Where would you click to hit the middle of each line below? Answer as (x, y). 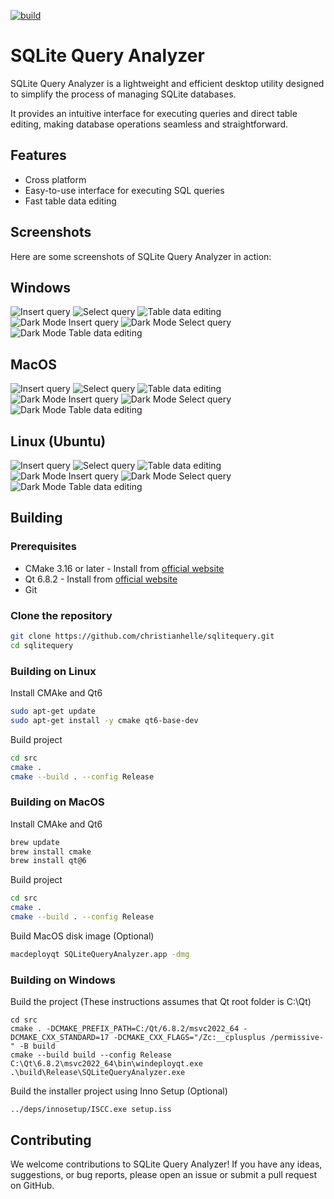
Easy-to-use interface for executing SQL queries (124, 190)
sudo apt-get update (53, 711)
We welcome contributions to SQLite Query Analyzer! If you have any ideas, (166, 1164)
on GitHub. (32, 1185)
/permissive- (297, 1038)
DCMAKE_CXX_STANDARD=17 (60, 1038)
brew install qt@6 (48, 861)
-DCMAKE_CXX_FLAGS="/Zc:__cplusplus (190, 1038)
